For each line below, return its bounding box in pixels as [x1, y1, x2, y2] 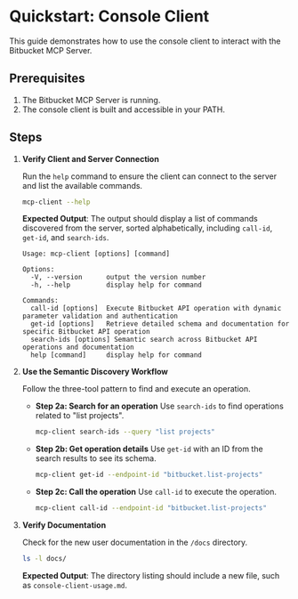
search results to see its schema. [35, 453, 157, 464]
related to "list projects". [35, 410, 125, 421]
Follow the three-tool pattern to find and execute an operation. [21, 384, 251, 394]
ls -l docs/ [21, 554, 67, 563]
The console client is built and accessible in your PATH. [21, 104, 225, 115]
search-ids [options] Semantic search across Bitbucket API [30, 336, 258, 344]
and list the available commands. [21, 180, 143, 190]
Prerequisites [9, 71, 85, 86]
